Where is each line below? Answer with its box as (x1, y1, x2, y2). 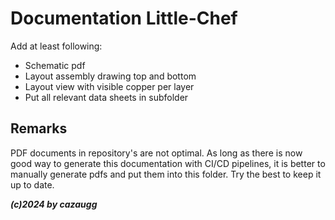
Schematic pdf (24, 59, 86, 71)
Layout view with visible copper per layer (24, 80, 195, 92)
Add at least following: (10, 40, 103, 52)
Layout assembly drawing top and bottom (24, 70, 197, 82)
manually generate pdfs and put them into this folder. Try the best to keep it (10, 168, 322, 180)
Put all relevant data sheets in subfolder (24, 91, 189, 103)
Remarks (10, 120, 68, 137)
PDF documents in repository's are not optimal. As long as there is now (10, 147, 303, 159)
